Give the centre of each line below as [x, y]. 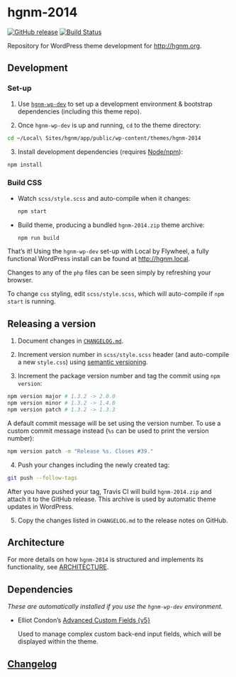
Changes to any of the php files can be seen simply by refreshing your [109, 273]
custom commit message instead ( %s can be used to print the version [108, 431]
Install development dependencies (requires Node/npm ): [100, 152]
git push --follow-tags [43, 478]
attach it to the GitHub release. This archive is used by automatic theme [112, 499]
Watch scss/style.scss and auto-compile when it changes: [104, 198]
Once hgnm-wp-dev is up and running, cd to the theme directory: [109, 125]
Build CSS [25, 183]
